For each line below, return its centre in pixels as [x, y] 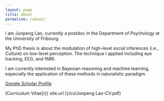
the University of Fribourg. [32, 38]
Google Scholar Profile [28, 83]
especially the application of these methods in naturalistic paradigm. [76, 74]
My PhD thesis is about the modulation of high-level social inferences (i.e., [82, 48]
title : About [19, 14]
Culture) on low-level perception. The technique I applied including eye [78, 53]
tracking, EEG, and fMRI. [31, 59]
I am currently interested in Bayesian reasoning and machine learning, [77, 68]
